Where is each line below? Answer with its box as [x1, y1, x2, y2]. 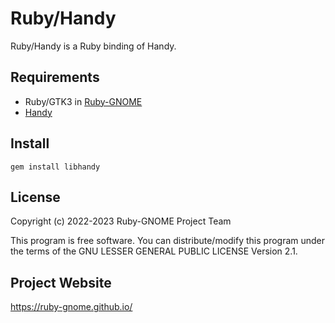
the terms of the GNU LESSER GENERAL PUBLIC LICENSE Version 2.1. [10, 245, 298, 257]
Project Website [10, 274, 112, 291]
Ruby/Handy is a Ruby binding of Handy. [10, 40, 177, 52]
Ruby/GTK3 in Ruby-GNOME [24, 95, 143, 107]
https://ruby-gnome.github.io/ [10, 301, 133, 313]
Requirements [10, 69, 100, 86]
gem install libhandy [10, 162, 101, 172]
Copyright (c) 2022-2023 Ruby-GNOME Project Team [10, 215, 232, 227]
